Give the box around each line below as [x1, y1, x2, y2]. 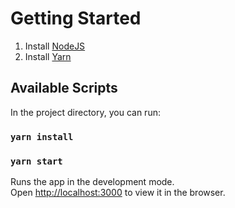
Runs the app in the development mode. [10, 175, 175, 187]
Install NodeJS [24, 40, 86, 52]
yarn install [10, 131, 74, 142]
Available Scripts [10, 80, 118, 97]
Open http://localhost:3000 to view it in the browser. [10, 186, 226, 198]
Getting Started [10, 7, 142, 30]
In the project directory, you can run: [10, 106, 161, 118]
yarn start [10, 155, 63, 167]
